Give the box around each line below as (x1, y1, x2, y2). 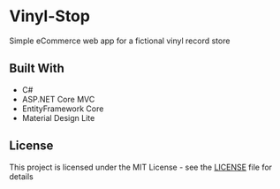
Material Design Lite (21, 112, 95, 123)
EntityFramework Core (21, 103, 104, 114)
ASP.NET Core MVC (21, 94, 95, 104)
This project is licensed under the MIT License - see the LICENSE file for (9, 162, 272, 172)
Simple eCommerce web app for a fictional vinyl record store (9, 35, 231, 46)
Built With (9, 61, 64, 76)
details (9, 170, 34, 182)
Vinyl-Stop (9, 6, 91, 26)
